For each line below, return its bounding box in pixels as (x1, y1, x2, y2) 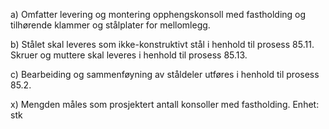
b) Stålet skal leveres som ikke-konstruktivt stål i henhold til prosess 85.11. (10, 39, 315, 50)
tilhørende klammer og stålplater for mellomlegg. (10, 19, 211, 31)
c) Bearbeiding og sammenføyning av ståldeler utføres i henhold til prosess (10, 69, 320, 80)
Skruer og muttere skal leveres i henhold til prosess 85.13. (10, 49, 248, 61)
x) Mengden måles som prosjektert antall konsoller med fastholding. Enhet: (10, 99, 320, 110)
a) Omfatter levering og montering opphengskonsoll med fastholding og (10, 9, 307, 20)
